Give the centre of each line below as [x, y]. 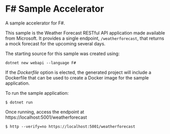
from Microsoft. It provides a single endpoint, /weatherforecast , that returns [85, 38]
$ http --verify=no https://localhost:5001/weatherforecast [70, 126]
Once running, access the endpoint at [45, 112]
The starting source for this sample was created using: [63, 53]
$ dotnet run [19, 102]
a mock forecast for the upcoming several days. [55, 43]
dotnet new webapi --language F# [41, 63]
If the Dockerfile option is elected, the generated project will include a [78, 72]
